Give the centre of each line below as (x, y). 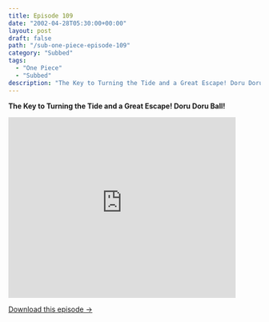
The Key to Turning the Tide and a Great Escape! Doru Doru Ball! (117, 106)
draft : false (30, 38)
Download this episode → (50, 309)
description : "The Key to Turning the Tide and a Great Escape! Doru (127, 83)
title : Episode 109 (41, 16)
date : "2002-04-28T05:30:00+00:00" (68, 23)
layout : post (30, 31)
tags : (17, 61)
